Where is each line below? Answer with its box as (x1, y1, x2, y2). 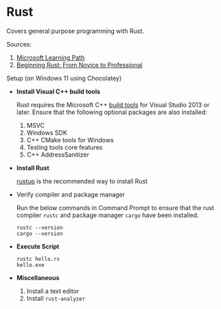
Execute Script (16, 242, 60, 251)
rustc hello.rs (16, 255, 60, 262)
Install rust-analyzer (26, 294, 86, 302)
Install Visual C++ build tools (16, 87, 101, 95)
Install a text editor (26, 286, 80, 295)
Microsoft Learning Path (16, 53, 85, 62)
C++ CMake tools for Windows (26, 135, 114, 144)
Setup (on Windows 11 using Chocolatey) (6, 73, 122, 82)
